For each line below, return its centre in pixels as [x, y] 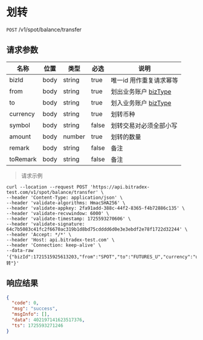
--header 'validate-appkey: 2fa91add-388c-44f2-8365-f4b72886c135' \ [96, 208]
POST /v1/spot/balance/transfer [44, 29]
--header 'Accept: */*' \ [39, 234]
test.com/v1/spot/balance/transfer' [52, 192]
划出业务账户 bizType [141, 91]
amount [20, 136]
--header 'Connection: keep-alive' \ [54, 245]
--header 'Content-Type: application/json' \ [64, 197]
